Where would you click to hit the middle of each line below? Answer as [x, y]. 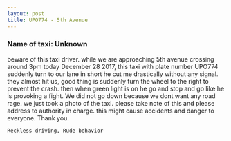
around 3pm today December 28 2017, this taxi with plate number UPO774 [113, 66]
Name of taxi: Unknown [47, 44]
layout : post [26, 13]
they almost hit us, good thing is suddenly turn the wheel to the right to [108, 81]
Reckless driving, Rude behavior [55, 131]
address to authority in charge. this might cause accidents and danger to [111, 111]
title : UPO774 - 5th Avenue [48, 20]
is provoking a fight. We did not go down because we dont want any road [111, 96]
